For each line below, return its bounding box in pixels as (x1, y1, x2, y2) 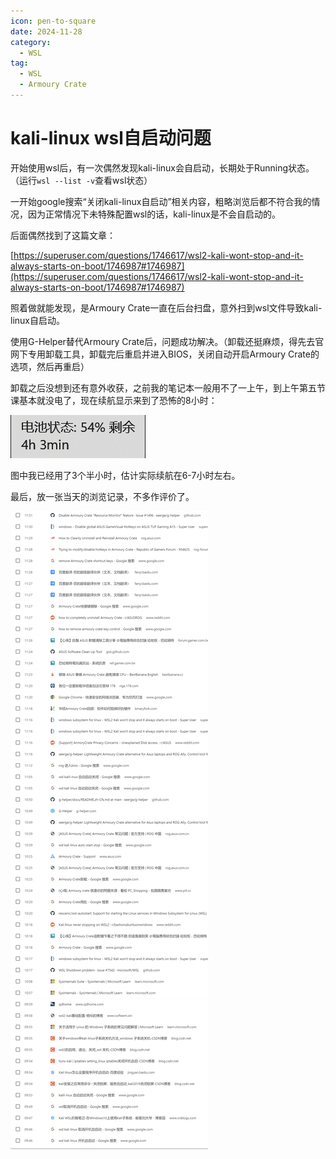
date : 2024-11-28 (10, 26, 83, 37)
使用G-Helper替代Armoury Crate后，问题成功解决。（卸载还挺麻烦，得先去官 (10, 335, 325, 347)
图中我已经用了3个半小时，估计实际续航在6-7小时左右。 (10, 469, 241, 481)
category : (10, 37, 52, 47)
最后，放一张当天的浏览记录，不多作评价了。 (10, 490, 195, 502)
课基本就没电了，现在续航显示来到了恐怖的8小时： (10, 394, 218, 406)
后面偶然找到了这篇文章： (10, 229, 116, 241)
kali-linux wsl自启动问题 (10, 127, 212, 150)
